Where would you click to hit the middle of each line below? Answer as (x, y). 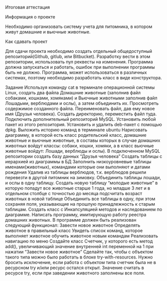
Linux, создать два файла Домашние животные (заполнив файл (73, 93)
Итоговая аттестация (28, 7)
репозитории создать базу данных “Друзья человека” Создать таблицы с (84, 156)
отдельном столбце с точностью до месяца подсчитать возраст (74, 193)
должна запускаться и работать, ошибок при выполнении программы (80, 67)
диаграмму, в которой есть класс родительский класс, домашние (76, 135)
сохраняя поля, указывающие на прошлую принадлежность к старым (80, 204)
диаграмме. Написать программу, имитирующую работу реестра (76, 215)
